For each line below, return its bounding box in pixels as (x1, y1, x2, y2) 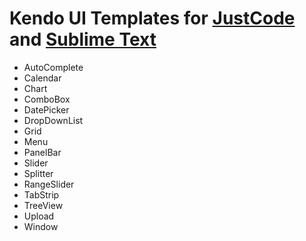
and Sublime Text (9, 28, 157, 51)
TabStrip (23, 188, 60, 201)
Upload (23, 210, 55, 222)
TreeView (23, 199, 64, 211)
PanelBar (23, 146, 62, 158)
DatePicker (23, 103, 70, 116)
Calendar (23, 72, 62, 84)
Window (23, 220, 59, 232)
